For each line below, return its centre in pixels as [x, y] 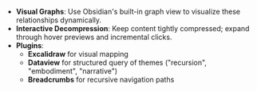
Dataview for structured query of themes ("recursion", [117, 62]
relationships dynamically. [59, 20]
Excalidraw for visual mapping [78, 54]
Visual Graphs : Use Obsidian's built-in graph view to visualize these [128, 12]
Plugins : [30, 46]
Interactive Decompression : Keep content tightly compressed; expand [132, 28]
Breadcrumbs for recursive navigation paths [101, 80]
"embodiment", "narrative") [73, 71]
